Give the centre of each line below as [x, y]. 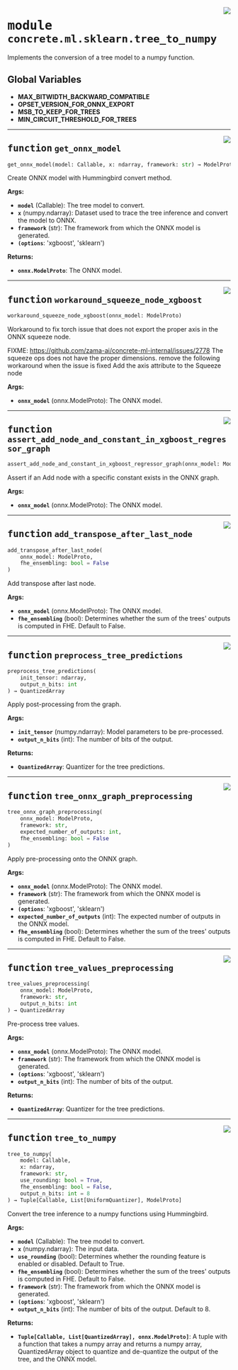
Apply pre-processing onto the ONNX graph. [73, 859]
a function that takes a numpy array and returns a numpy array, [110, 1344]
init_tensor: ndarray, [53, 678]
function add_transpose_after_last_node [100, 534]
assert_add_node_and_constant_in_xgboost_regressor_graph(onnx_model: [114, 464]
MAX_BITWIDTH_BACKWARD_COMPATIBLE [84, 96]
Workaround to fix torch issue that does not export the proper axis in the [113, 329]
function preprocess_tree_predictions [95, 655]
